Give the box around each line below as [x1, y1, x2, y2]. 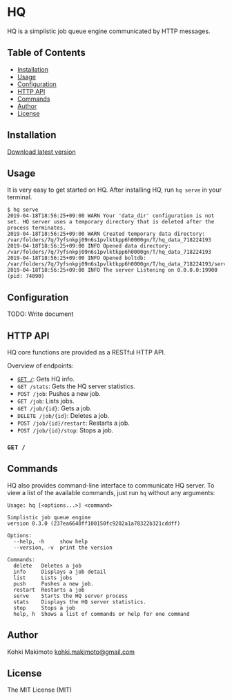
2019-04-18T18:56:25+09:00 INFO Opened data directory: [7, 243, 171, 250]
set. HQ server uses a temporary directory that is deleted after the [7, 219, 215, 226]
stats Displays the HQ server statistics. [13, 598, 147, 606]
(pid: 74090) [7, 273, 45, 280]
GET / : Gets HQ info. [17, 375, 75, 383]
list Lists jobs [13, 574, 72, 581]
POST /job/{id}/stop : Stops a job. [17, 426, 114, 434]
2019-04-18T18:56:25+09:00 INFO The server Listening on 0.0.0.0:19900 [7, 267, 217, 274]
